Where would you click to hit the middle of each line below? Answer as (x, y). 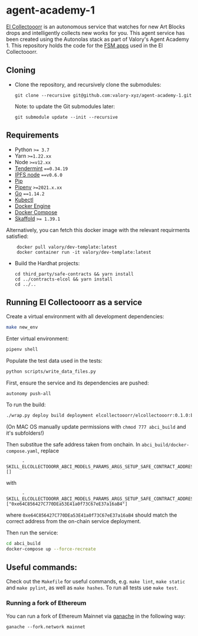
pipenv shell (22, 350)
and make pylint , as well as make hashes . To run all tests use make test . (92, 588)
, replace (48, 451)
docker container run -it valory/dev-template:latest (84, 252)
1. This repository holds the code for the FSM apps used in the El (85, 45)
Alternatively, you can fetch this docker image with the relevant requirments (98, 230)
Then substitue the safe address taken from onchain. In (73, 444)
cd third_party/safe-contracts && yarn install (74, 274)
